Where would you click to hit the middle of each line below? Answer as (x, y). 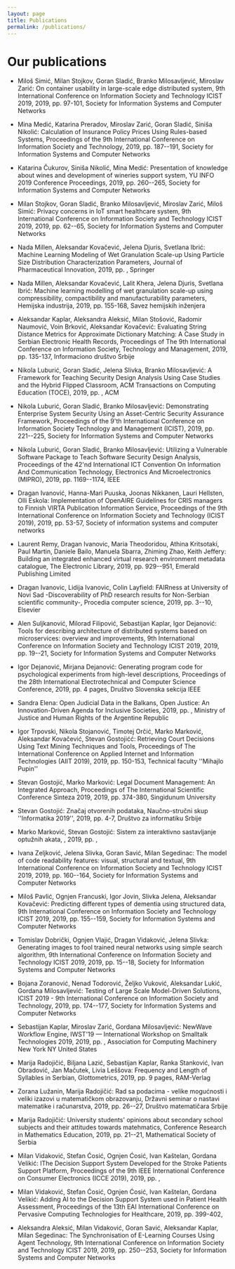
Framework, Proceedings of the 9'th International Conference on (111, 421)
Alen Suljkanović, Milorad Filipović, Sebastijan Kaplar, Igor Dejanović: (117, 624)
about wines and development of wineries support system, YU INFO (116, 176)
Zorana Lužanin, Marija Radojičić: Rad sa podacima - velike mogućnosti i (122, 1091)
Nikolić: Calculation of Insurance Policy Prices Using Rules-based (112, 132)
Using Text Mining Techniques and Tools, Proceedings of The (106, 747)
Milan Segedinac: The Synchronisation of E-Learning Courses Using (116, 1235)
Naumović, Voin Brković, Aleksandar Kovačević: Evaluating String (112, 327)
